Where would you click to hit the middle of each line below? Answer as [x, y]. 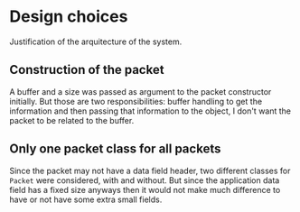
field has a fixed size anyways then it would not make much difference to [145, 189]
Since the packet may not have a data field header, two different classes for [150, 171]
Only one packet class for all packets [115, 149]
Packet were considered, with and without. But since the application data [145, 180]
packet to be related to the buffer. [72, 120]
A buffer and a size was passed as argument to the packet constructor [141, 91]
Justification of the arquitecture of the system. [96, 41]
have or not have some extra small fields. [86, 199]
